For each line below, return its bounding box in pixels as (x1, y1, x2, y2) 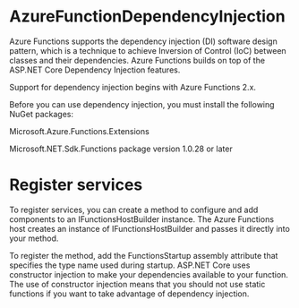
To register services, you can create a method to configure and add (9, 204, 259, 215)
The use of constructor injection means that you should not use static (9, 278, 266, 289)
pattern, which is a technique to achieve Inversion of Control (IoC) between (9, 45, 286, 56)
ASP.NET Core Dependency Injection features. (9, 64, 181, 75)
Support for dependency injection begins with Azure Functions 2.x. (9, 81, 257, 92)
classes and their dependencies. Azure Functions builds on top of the (9, 55, 266, 65)
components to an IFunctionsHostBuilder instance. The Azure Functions (9, 213, 275, 225)
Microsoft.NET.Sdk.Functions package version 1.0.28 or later (9, 143, 233, 154)
